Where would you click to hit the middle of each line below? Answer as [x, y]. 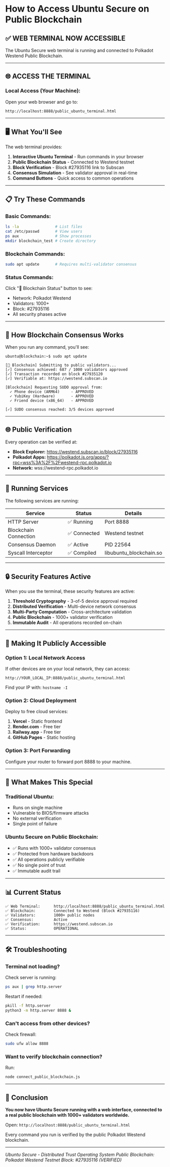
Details [134, 513]
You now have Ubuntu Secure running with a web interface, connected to [84, 1109]
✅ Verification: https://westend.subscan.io [59, 924]
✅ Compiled [82, 553]
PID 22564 [118, 545]
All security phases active [39, 314]
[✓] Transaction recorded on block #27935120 [54, 374]
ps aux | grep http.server [34, 987]
